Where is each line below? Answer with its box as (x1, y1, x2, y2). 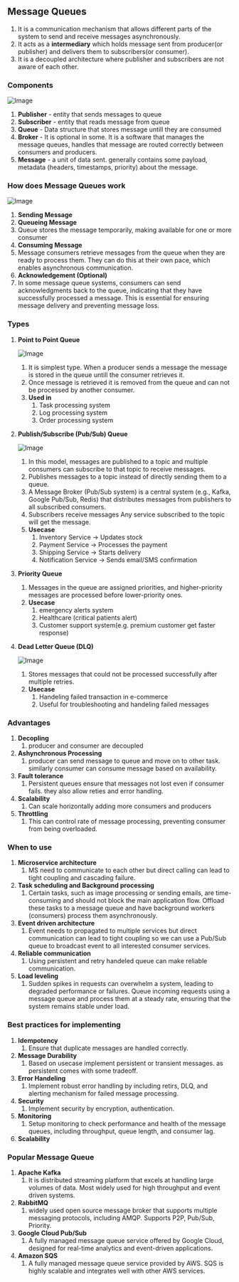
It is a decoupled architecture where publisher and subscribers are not (17, 55, 224, 63)
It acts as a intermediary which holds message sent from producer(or (17, 39, 223, 48)
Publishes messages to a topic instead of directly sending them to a (28, 472, 227, 481)
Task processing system (38, 401, 110, 409)
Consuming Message (17, 241, 83, 250)
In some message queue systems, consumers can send (17, 279, 181, 287)
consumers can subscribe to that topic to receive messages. (28, 465, 206, 473)
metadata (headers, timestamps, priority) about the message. (17, 163, 198, 171)
